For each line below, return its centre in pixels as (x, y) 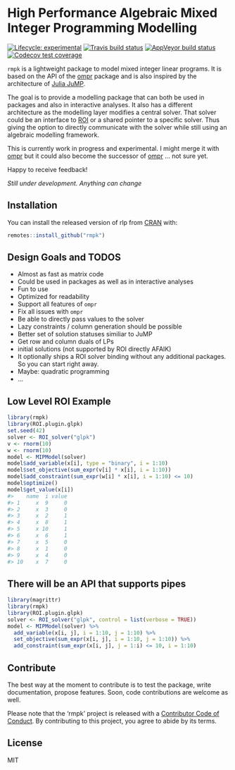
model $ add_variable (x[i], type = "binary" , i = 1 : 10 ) (88, 463)
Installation (32, 206)
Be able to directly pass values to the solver (81, 319)
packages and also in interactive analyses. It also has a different (100, 104)
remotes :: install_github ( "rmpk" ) (56, 235)
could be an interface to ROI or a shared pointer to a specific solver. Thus (114, 120)
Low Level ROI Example (59, 401)
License (25, 743)
